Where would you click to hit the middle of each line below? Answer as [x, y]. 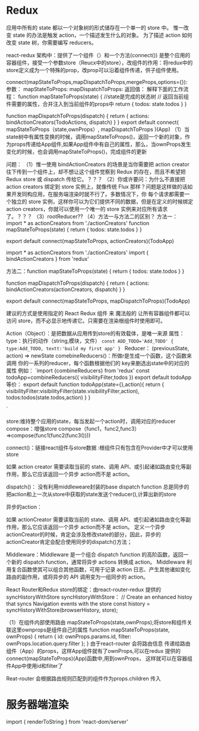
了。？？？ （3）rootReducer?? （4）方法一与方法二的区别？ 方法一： [92, 216]
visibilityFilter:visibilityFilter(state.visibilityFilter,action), [73, 391]
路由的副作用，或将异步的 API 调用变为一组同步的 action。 [77, 577]
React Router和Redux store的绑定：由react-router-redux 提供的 [84, 589]
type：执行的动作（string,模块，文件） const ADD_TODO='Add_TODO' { [90, 341]
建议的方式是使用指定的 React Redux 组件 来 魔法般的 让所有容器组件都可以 [98, 313]
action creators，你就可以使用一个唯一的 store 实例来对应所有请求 [87, 209]
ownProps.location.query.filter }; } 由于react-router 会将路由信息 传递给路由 [98, 643]
